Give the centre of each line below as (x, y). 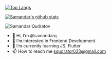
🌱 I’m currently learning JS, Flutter (46, 46)
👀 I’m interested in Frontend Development (54, 41)
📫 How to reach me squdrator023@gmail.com (59, 51)
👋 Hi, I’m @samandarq (34, 36)
